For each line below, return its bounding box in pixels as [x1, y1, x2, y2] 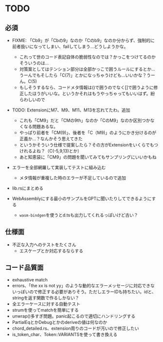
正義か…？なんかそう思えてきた [19, 136, 83, 142]
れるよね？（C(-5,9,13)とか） [23, 148, 82, 154]
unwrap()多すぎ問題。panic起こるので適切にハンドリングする [12, 313, 135, 319]
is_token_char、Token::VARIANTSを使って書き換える [12, 331, 118, 337]
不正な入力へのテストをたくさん [12, 241, 76, 247]
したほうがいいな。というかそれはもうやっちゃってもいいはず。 [23, 91, 151, 96]
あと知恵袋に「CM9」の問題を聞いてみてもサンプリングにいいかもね [19, 154, 157, 160]
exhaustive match [12, 277, 48, 282]
